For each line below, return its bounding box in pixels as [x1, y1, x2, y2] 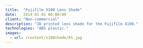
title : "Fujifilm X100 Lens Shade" [5, 7, 82, 12]
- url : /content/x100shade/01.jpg [10, 35, 82, 40]
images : [5, 30, 22, 35]
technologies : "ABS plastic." [5, 26, 69, 31]
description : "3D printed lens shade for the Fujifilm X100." [5, 21, 138, 26]
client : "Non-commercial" [5, 16, 59, 21]
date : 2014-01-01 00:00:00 [5, 12, 66, 17]
